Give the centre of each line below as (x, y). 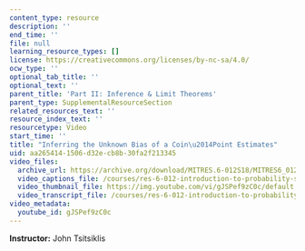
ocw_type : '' (34, 69)
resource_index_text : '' (56, 119)
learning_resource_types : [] (64, 52)
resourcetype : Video (49, 128)
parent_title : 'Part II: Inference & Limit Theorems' (113, 94)
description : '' (40, 26)
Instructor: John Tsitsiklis (58, 238)
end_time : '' (34, 35)
